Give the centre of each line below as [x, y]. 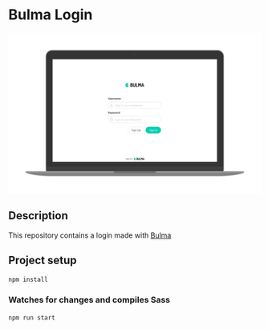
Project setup [43, 261]
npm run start [32, 318]
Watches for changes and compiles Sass [89, 300]
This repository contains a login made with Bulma [90, 235]
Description [38, 216]
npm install [28, 280]
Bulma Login [51, 15]
